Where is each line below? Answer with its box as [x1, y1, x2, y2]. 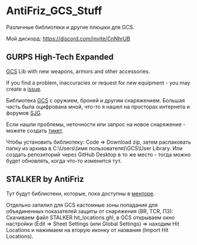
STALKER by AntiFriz [6, 174, 84, 184]
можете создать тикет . [6, 127, 64, 134]
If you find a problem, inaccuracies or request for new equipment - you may [6, 79, 191, 86]
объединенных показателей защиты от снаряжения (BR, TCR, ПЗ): [6, 207, 173, 214]
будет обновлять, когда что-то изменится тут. [6, 157, 122, 164]
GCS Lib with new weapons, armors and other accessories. [6, 68, 150, 75]
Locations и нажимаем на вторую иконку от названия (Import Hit [6, 226, 169, 233]
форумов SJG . [6, 109, 42, 116]
